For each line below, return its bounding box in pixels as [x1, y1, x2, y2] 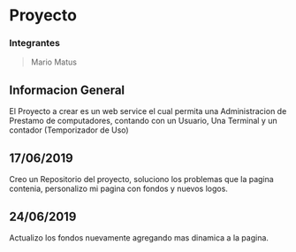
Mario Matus [30, 57, 78, 67]
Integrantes [9, 37, 60, 50]
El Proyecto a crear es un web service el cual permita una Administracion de [9, 106, 287, 117]
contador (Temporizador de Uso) [9, 125, 130, 135]
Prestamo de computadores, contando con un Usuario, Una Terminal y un [9, 116, 277, 126]
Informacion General [9, 82, 125, 97]
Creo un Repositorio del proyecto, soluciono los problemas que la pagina [9, 174, 274, 185]
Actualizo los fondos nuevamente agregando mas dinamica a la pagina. [9, 232, 269, 243]
